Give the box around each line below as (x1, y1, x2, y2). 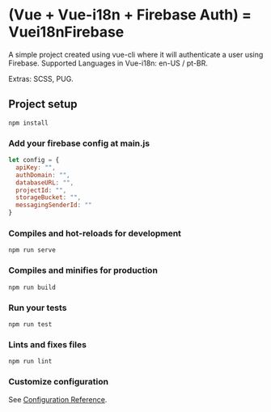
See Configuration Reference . (8, 394, 108, 404)
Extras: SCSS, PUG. (8, 74, 74, 83)
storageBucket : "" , (15, 193, 82, 202)
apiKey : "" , (15, 164, 57, 172)
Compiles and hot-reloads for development (8, 227, 182, 239)
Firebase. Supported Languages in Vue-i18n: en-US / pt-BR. (8, 58, 209, 68)
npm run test (8, 320, 53, 329)
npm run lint (8, 358, 53, 366)
